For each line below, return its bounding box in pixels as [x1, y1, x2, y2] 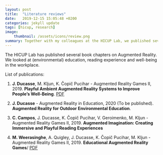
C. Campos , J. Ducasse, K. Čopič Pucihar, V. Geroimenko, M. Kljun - [12, 114, 148, 121]
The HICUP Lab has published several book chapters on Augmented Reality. [5, 52, 157, 57]
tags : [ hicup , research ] [5, 25, 55, 30]
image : [5, 29, 18, 34]
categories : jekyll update [5, 20, 60, 26]
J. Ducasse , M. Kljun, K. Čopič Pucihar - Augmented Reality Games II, [12, 81, 152, 86]
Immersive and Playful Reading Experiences [12, 125, 103, 131]
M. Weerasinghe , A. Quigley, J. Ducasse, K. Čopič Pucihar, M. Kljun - [12, 134, 151, 140]
